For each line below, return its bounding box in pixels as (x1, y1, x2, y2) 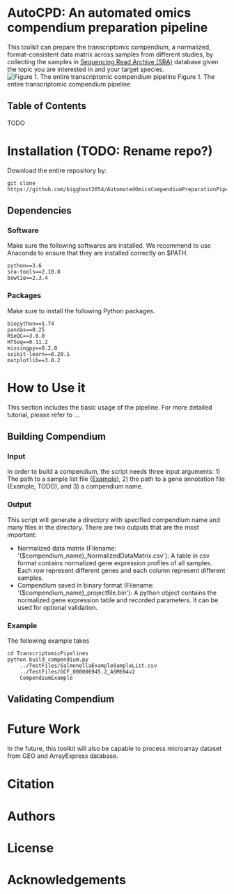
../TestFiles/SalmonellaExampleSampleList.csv (19, 662, 157, 669)
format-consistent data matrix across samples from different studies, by (7, 50, 214, 59)
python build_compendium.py (7, 656, 89, 663)
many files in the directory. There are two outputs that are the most (7, 523, 200, 531)
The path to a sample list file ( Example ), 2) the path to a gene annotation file (7, 475, 225, 483)
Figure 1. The (177, 72, 215, 81)
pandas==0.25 (7, 326, 45, 333)
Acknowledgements (7, 872, 127, 888)
